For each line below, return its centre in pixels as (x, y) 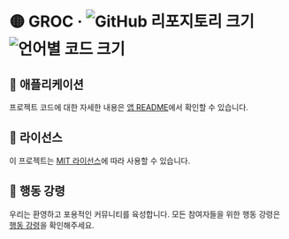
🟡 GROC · (46, 22)
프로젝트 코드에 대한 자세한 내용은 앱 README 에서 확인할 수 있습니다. (129, 107)
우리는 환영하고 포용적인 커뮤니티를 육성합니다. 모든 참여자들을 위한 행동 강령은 (145, 214)
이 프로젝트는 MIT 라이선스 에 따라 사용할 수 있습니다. (100, 161)
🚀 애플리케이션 (46, 84)
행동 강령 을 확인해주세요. (52, 225)
